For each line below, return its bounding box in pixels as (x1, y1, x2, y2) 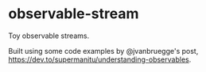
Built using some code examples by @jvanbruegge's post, (8, 46, 199, 55)
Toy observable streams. (8, 31, 90, 40)
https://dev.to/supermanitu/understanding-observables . (8, 55, 192, 64)
